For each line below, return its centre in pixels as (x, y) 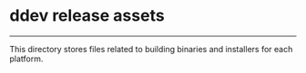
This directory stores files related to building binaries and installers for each (151, 49)
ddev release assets (87, 16)
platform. (26, 59)
